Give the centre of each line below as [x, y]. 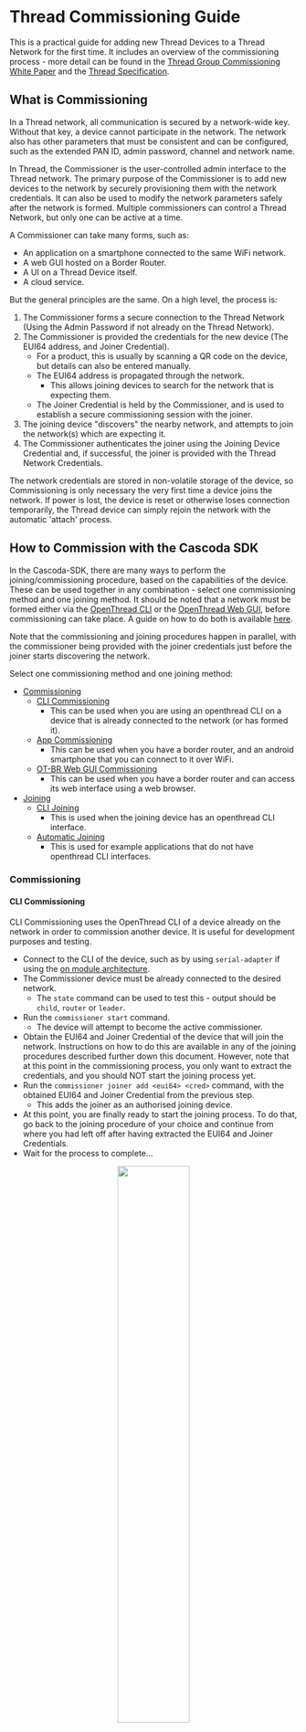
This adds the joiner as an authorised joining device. [134, 1104]
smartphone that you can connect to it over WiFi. [142, 759]
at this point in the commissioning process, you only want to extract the [157, 1065]
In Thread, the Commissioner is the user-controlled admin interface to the [148, 169]
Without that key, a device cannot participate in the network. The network [148, 132]
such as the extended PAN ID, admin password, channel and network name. [152, 151]
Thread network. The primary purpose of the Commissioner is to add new [148, 178]
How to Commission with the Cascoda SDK [134, 549]
